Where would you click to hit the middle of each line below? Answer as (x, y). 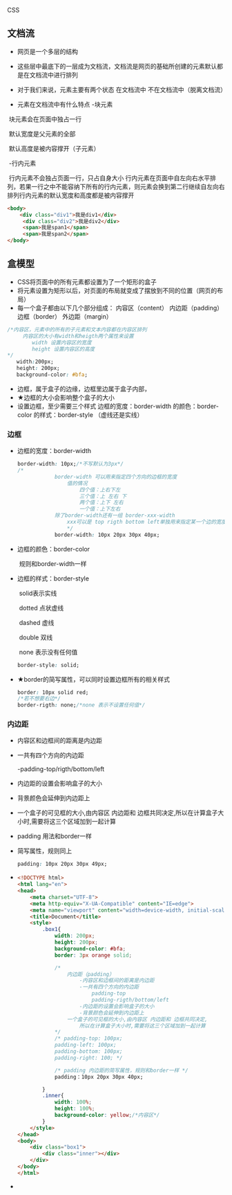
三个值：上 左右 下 (103, 496)
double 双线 (36, 637)
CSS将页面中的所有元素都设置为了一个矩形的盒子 (87, 282)
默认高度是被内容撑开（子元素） (54, 148)
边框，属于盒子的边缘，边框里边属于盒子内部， (84, 389)
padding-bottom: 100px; (88, 1052)
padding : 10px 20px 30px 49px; (62, 864)
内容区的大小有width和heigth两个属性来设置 (78, 336)
